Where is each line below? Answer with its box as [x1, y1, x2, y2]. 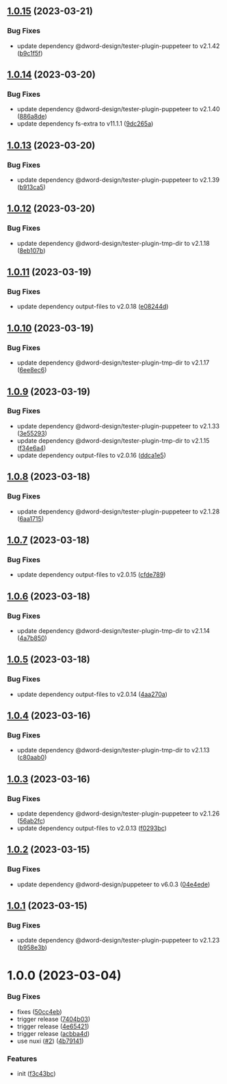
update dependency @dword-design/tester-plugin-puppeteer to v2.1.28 [16, 507, 220, 516]
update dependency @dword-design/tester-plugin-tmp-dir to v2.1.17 [16, 358, 210, 367]
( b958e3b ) [16, 943, 48, 952]
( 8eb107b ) [16, 246, 46, 255]
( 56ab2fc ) [16, 816, 46, 824]
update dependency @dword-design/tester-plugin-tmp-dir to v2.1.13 [16, 746, 210, 754]
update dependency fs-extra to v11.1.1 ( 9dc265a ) [16, 119, 154, 128]
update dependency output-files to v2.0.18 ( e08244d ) [16, 302, 169, 311]
